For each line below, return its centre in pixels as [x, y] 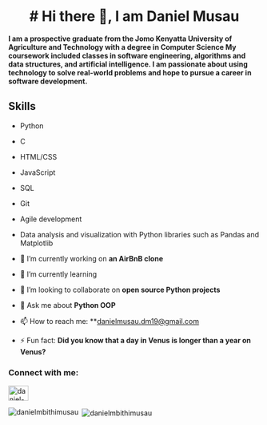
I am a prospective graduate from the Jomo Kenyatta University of [120, 38]
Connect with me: [44, 372]
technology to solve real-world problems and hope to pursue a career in [130, 72]
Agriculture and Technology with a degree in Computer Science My [123, 47]
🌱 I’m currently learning [58, 274]
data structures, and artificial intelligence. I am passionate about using [128, 64]
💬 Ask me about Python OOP [68, 305]
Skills [22, 106]
